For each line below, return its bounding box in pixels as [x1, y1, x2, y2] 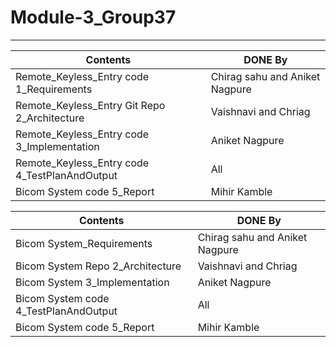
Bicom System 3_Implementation [15, 275, 170, 289]
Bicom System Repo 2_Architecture [15, 259, 182, 273]
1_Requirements [15, 82, 93, 96]
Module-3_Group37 [10, 6, 177, 29]
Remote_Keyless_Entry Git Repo [15, 98, 166, 112]
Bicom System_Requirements [15, 236, 153, 250]
